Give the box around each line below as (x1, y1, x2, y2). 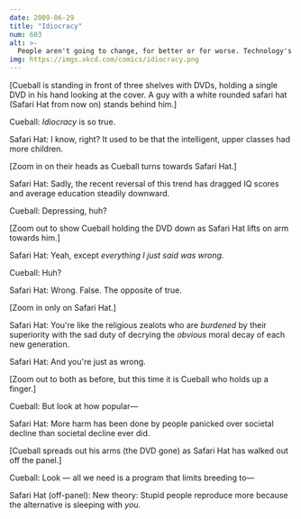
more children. (9, 143, 63, 154)
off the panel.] (9, 455, 62, 465)
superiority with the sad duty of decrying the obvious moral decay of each (9, 330, 286, 340)
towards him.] (9, 232, 60, 243)
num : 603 (9, 30, 42, 39)
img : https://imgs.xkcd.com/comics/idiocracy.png (9, 55, 200, 64)
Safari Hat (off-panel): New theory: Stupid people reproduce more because (9, 490, 288, 500)
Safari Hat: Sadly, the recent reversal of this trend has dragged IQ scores (9, 178, 279, 189)
